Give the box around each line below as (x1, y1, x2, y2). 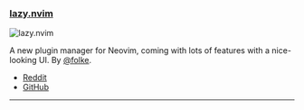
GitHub (22, 82, 50, 93)
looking (9, 55, 38, 66)
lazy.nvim (9, 7, 54, 20)
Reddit (22, 72, 47, 83)
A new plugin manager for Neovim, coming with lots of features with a (9, 45, 270, 56)
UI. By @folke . (39, 55, 92, 66)
